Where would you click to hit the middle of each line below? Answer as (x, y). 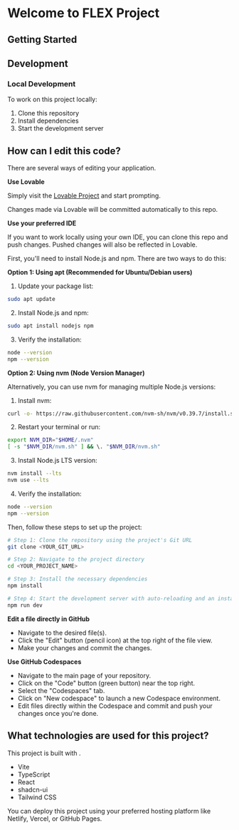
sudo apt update (31, 299)
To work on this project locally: (52, 99)
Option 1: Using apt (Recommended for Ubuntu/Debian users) (100, 272)
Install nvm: (34, 400)
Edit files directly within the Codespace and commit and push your (115, 706)
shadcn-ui (33, 789)
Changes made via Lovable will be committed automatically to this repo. (113, 210)
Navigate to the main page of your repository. (84, 675)
